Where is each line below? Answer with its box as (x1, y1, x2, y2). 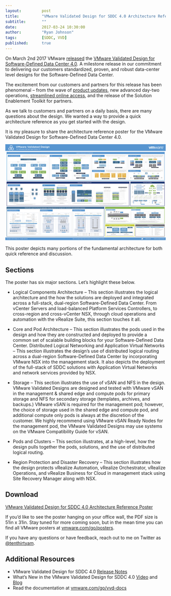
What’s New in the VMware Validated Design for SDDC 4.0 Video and (12, 573, 158, 580)
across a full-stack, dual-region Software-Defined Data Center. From (12, 300, 157, 306)
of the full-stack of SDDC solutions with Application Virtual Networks (12, 364, 157, 370)
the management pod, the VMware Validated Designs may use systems (12, 423, 162, 429)
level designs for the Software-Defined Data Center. (5, 72, 115, 78)
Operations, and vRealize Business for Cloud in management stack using (12, 470, 165, 476)
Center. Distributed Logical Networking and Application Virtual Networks (12, 342, 165, 348)
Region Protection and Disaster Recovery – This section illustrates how (12, 459, 161, 465)
